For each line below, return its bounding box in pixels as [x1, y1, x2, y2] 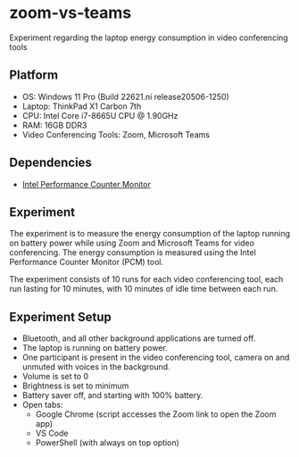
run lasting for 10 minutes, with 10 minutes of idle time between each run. [9, 284, 278, 295]
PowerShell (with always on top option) [35, 437, 180, 448]
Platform [9, 68, 59, 83]
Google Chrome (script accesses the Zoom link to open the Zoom [35, 409, 277, 420]
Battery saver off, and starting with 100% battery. [21, 390, 203, 401]
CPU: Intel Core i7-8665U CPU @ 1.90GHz [21, 110, 179, 120]
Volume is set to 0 [21, 371, 89, 382]
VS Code [35, 428, 69, 439]
